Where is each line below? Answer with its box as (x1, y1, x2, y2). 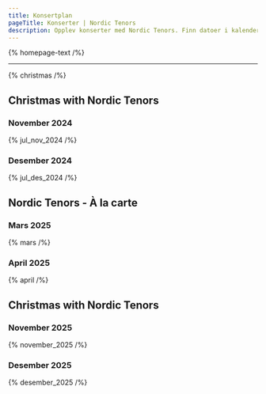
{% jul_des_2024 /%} (8, 173, 78, 183)
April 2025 (8, 257, 50, 268)
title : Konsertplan (8, 11, 73, 20)
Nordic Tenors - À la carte (8, 195, 139, 210)
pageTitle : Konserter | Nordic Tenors (8, 19, 136, 27)
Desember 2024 (8, 155, 73, 166)
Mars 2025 (8, 219, 51, 230)
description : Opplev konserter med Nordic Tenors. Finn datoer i (8, 26, 228, 34)
